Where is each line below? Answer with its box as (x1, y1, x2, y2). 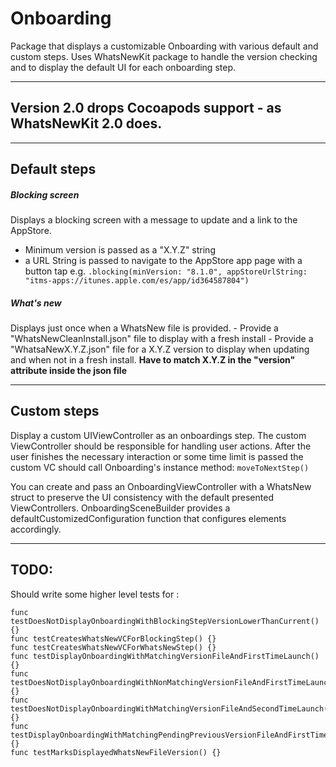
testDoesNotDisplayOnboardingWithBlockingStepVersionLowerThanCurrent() (10, 616, 320, 626)
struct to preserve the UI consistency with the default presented (10, 491, 274, 503)
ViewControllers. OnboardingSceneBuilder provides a (10, 502, 231, 514)
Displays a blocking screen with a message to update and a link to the (10, 214, 298, 226)
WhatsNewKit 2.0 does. (10, 115, 163, 132)
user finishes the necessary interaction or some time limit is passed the (10, 450, 304, 462)
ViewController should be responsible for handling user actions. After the (10, 440, 312, 452)
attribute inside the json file (10, 365, 127, 377)
